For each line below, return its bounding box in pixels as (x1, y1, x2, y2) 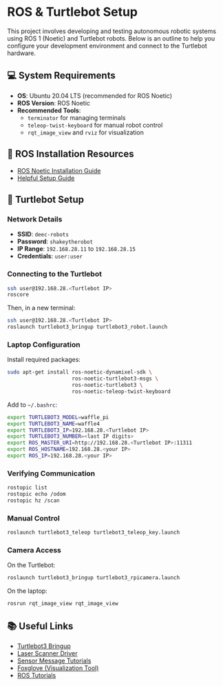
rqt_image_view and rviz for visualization (27, 128, 145, 137)
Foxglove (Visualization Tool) (17, 663, 99, 672)
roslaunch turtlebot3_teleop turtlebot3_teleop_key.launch (7, 529, 180, 536)
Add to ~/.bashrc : (7, 401, 58, 409)
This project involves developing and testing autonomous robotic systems (7, 27, 217, 35)
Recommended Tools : (17, 106, 81, 114)
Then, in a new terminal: (7, 304, 76, 312)
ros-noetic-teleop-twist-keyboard (72, 387, 171, 395)
